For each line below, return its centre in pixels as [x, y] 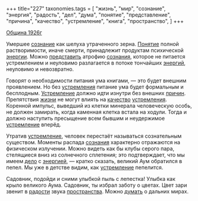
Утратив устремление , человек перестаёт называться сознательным [94, 136]
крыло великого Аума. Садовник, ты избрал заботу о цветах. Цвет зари [97, 185]
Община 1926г [24, 33]
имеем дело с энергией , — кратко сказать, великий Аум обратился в [94, 161]
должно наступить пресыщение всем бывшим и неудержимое [86, 118]
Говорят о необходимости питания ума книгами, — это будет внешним [96, 80]
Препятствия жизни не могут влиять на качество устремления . [87, 99]
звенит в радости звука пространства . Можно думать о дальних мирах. [98, 191]
